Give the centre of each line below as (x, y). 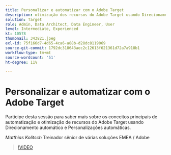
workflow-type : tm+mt (28, 53)
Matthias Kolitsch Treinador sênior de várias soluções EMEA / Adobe (78, 138)
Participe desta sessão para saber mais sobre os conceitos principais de (81, 117)
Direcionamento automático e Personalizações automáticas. (68, 127)
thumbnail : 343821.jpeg (31, 39)
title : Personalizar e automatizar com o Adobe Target (65, 10)
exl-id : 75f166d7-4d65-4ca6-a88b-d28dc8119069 (55, 43)
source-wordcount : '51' (31, 57)
